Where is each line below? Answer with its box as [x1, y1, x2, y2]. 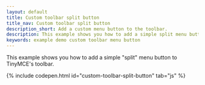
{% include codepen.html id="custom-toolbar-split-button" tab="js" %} [6, 72, 186, 79]
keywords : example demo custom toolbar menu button [6, 37, 140, 43]
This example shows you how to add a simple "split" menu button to [6, 54, 178, 61]
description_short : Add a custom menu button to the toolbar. [6, 25, 168, 32]
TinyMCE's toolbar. [6, 60, 54, 67]
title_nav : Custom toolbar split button [6, 20, 111, 26]
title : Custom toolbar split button [6, 15, 99, 21]
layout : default [6, 8, 48, 15]
